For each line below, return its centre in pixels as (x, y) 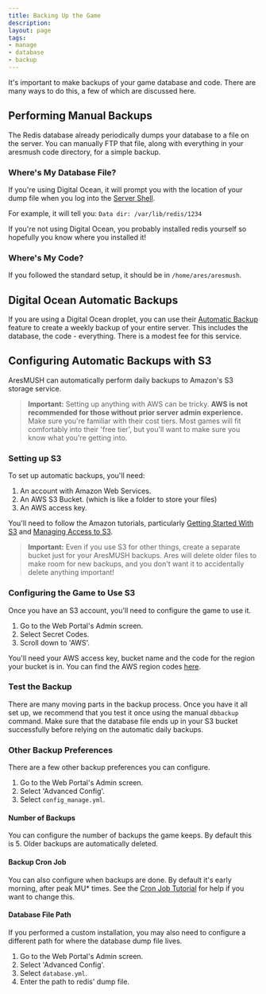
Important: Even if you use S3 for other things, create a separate (134, 547)
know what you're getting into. (77, 437)
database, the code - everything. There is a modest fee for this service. (125, 336)
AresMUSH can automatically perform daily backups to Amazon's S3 (121, 380)
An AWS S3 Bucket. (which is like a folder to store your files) (118, 499)
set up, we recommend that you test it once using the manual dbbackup (123, 712)
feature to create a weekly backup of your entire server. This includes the (128, 328)
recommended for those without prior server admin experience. (135, 412)
